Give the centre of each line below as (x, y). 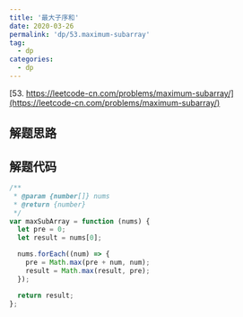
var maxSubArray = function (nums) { (80, 221)
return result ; (46, 295)
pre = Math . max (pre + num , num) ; (88, 263)
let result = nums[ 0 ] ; (60, 238)
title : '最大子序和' (44, 18)
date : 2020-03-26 (42, 26)
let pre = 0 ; (42, 230)
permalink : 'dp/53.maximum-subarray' (80, 34)
